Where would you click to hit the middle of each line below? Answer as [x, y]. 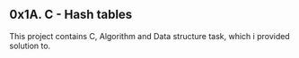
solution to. [30, 46]
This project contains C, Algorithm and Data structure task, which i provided [149, 36]
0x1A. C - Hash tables [71, 15]
